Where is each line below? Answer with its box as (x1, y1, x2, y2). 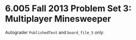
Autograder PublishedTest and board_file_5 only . (5, 29, 105, 35)
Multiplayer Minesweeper (5, 13, 111, 24)
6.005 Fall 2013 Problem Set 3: (5, 3, 132, 14)
